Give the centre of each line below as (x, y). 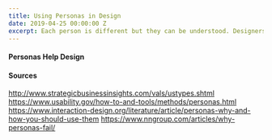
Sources (23, 75)
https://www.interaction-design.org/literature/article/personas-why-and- (130, 111)
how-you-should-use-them (54, 119)
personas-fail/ (32, 128)
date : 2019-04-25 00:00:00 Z (57, 23)
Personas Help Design (47, 57)
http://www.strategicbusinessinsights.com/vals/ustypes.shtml (111, 93)
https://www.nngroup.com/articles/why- (168, 119)
